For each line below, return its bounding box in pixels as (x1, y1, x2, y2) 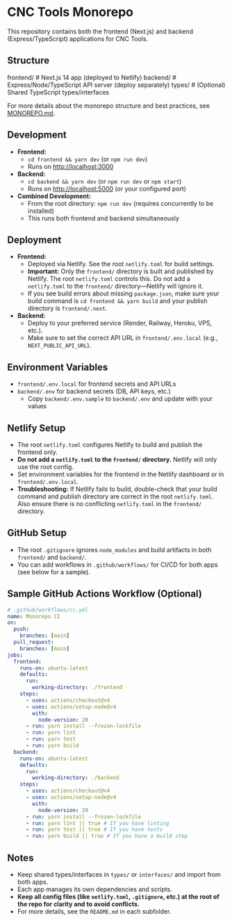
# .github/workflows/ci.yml (7, 606, 89, 613)
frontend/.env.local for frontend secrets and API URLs (17, 380, 176, 388)
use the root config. (17, 463, 74, 471)
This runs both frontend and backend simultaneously (27, 213, 179, 223)
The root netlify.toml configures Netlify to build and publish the (17, 441, 203, 448)
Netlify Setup (7, 422, 66, 434)
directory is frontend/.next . (27, 304, 108, 313)
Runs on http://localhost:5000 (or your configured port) (27, 184, 186, 193)
